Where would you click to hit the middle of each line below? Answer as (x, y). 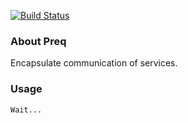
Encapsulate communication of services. (94, 63)
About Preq (38, 41)
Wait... (26, 110)
